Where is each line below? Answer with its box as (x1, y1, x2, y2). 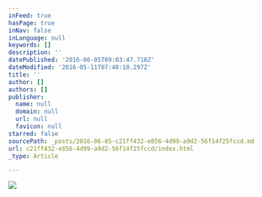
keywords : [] (8, 41, 52, 49)
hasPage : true (8, 19, 56, 27)
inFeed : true (8, 11, 52, 20)
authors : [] (8, 85, 48, 94)
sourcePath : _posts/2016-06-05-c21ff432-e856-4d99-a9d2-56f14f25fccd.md (8, 137, 255, 145)
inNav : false (8, 26, 52, 34)
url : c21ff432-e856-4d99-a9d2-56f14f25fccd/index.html (8, 145, 194, 153)
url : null (15, 115, 48, 123)
